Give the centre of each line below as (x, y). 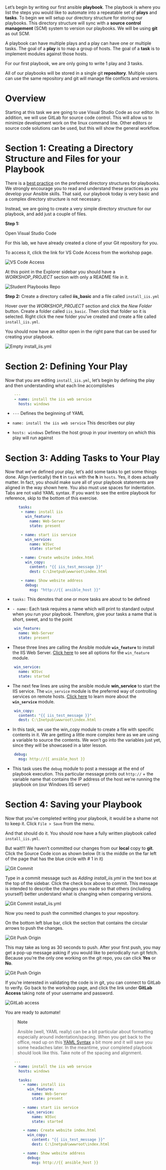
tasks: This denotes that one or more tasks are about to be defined (81, 599)
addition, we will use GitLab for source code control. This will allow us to (79, 117)
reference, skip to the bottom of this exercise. (52, 498)
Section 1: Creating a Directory (69, 148)
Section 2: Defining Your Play (66, 366)
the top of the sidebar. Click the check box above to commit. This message (82, 883)
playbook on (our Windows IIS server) (51, 784)
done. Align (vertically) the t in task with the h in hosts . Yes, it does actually (82, 477)
